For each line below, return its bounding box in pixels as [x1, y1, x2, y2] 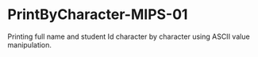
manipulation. [7, 40, 52, 49]
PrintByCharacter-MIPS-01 [7, 6, 188, 24]
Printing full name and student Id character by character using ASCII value [7, 32, 251, 41]
